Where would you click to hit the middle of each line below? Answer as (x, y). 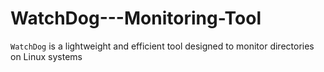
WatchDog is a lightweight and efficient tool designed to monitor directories (162, 46)
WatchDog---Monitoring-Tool (136, 18)
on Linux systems (46, 56)
